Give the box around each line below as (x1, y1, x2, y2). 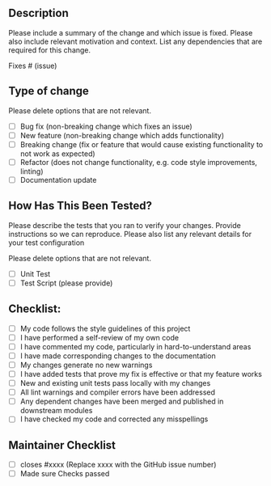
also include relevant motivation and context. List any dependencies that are (8, 36, 263, 46)
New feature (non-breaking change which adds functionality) (19, 130, 225, 140)
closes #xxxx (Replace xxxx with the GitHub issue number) (19, 460, 217, 470)
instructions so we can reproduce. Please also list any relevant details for (8, 229, 252, 239)
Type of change (8, 84, 89, 98)
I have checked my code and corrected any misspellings (19, 414, 209, 424)
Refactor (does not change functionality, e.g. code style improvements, (19, 157, 257, 167)
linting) (19, 166, 44, 176)
